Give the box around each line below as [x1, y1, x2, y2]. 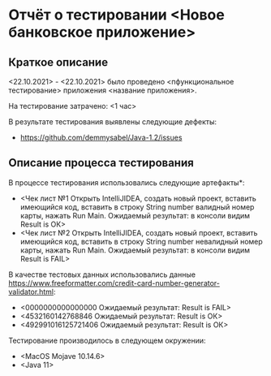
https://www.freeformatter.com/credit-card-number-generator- [8, 278, 221, 287]
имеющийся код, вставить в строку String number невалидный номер [19, 236, 264, 246]
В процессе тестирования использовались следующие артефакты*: [8, 177, 245, 188]
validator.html [8, 287, 54, 296]
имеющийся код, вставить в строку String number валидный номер [19, 201, 255, 212]
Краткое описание [8, 55, 108, 69]
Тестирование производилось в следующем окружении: [8, 335, 206, 345]
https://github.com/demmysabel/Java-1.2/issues [19, 132, 183, 142]
